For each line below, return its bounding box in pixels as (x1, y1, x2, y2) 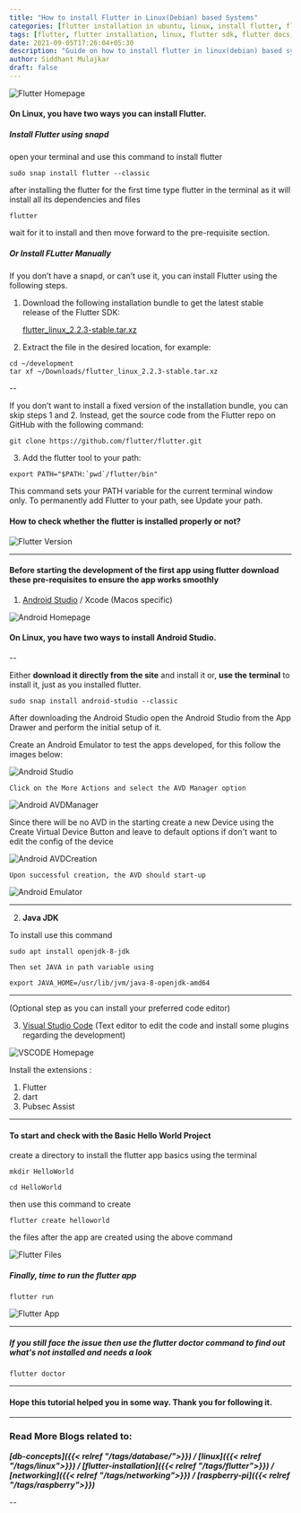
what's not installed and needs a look (9, 1347, 152, 1358)
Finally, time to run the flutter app (9, 1270, 137, 1280)
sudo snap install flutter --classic (9, 169, 150, 178)
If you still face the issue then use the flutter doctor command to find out (9, 1337, 286, 1348)
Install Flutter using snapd (9, 129, 109, 140)
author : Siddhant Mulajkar (9, 55, 110, 64)
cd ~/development (9, 359, 74, 368)
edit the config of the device (9, 836, 114, 847)
